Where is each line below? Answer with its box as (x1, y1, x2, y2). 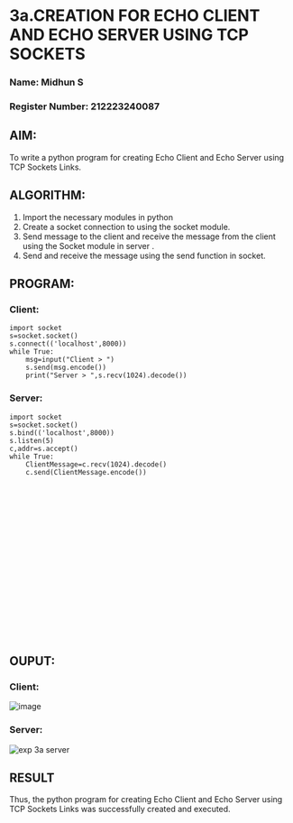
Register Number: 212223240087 (9, 100, 160, 113)
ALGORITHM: (9, 188, 86, 203)
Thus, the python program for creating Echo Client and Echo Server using (9, 794, 283, 805)
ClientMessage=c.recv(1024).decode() (25, 459, 168, 469)
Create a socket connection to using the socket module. (22, 221, 231, 232)
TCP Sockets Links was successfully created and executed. (9, 804, 232, 815)
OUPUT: (9, 653, 56, 669)
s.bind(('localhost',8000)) (9, 428, 115, 438)
